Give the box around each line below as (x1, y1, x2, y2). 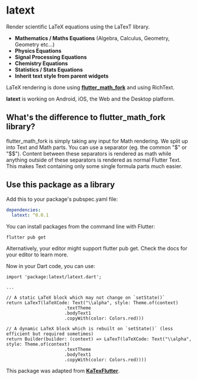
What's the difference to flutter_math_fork (6, 112, 166, 123)
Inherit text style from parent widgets (14, 72, 109, 79)
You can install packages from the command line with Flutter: (6, 223, 156, 230)
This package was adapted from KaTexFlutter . (6, 368, 120, 375)
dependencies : (6, 207, 41, 213)
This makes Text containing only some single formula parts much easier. (6, 162, 182, 169)
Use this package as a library (6, 180, 115, 190)
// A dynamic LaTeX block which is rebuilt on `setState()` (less (6, 326, 173, 332)
